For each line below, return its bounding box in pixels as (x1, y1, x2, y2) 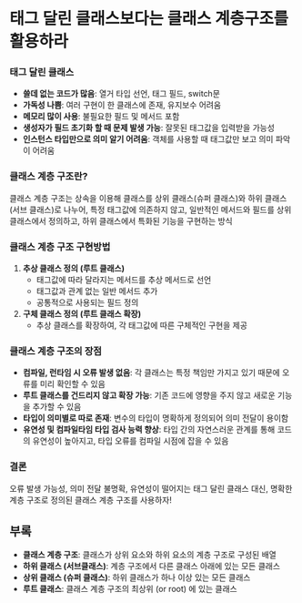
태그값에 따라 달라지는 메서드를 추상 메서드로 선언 (35, 274, 212, 285)
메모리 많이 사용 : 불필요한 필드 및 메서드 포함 (22, 111, 180, 122)
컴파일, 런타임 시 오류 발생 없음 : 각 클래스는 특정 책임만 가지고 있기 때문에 (22, 367, 280, 378)
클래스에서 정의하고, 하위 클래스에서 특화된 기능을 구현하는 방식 (9, 215, 234, 226)
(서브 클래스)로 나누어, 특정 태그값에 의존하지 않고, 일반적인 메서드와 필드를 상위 (9, 204, 292, 215)
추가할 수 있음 (32, 402, 82, 413)
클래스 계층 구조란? (9, 170, 88, 183)
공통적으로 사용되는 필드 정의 (35, 297, 139, 308)
